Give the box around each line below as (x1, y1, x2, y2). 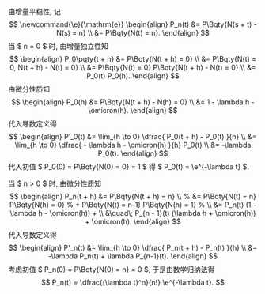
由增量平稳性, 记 (8, 7, 61, 16)
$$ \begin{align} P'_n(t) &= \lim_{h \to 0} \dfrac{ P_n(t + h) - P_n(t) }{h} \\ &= (8, 243, 258, 252)
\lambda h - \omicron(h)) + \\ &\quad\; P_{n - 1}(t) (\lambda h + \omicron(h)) (9, 209, 256, 217)
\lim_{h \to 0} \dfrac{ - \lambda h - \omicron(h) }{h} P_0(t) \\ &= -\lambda (14, 141, 252, 149)
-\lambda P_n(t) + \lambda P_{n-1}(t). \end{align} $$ (47, 251, 218, 261)
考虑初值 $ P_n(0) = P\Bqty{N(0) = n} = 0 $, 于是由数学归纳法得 (8, 265, 215, 274)
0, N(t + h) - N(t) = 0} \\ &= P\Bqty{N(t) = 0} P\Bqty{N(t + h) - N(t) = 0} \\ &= (9, 62, 257, 72)
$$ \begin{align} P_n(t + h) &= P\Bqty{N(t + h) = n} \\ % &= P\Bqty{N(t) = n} (9, 192, 257, 201)
